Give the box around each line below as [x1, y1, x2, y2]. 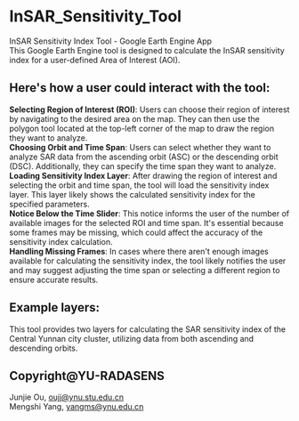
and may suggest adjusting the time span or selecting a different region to [9, 264, 280, 275]
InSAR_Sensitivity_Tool [9, 6, 182, 27]
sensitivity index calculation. [9, 236, 113, 247]
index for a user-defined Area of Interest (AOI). [9, 54, 181, 65]
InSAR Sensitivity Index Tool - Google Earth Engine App [9, 36, 212, 46]
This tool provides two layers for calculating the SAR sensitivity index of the [9, 323, 287, 335]
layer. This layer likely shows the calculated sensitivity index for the [9, 189, 255, 199]
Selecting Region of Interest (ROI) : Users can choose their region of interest [9, 104, 290, 115]
